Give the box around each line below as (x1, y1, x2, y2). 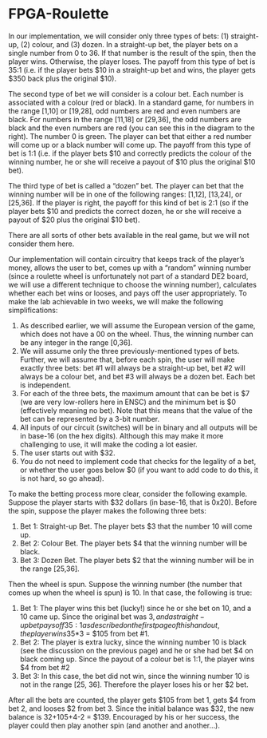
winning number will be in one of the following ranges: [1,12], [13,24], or (8, 189, 242, 199)
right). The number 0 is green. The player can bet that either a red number (8, 131, 252, 141)
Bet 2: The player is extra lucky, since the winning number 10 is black (19, 637, 247, 647)
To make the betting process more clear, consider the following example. (8, 489, 248, 498)
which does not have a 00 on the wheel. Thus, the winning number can (19, 329, 253, 339)
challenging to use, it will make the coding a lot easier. (19, 439, 198, 449)
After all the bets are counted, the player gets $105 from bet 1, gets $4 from (8, 695, 257, 704)
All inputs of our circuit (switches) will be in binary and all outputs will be (19, 423, 257, 432)
